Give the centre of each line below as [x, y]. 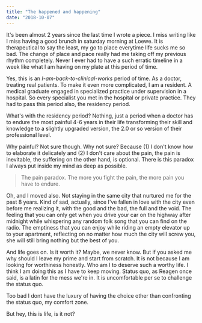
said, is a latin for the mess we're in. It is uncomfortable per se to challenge [99, 277]
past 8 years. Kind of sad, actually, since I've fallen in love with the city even [101, 202]
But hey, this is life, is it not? [41, 313]
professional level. [29, 135]
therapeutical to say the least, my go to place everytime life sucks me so [96, 47]
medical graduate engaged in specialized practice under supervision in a [96, 91]
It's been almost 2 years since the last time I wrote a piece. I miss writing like [101, 34]
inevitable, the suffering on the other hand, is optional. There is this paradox [100, 159]
